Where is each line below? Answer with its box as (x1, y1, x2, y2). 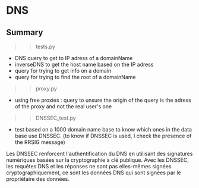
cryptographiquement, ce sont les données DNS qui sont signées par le (6, 169, 181, 176)
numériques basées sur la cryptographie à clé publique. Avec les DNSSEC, (6, 156, 189, 164)
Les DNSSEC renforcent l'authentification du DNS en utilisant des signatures (6, 150, 193, 157)
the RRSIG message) (14, 139, 65, 146)
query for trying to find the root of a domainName (14, 74, 136, 80)
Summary (6, 27, 43, 37)
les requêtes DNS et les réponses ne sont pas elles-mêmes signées (6, 163, 172, 170)
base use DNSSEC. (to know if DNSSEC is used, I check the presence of (14, 132, 192, 139)
